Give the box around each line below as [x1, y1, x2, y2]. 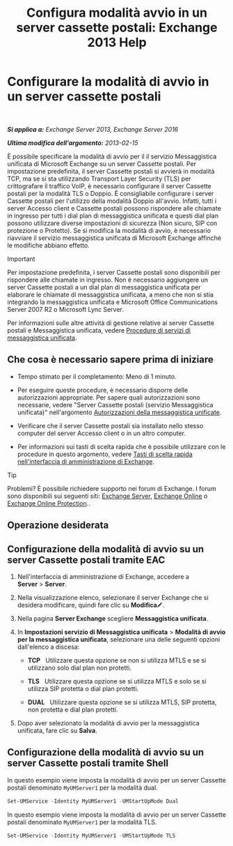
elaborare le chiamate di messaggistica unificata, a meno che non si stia [7, 290, 214, 299]
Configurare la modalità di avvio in [7, 74, 209, 90]
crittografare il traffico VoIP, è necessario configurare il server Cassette [7, 181, 212, 190]
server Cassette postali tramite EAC [7, 554, 166, 566]
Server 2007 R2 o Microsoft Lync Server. [7, 305, 124, 313]
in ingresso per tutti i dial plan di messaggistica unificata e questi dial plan [7, 211, 219, 220]
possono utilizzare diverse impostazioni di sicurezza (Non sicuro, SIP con [7, 218, 218, 227]
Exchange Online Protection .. [7, 499, 90, 507]
